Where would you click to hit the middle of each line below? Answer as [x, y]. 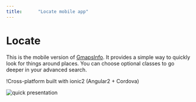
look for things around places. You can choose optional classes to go [90, 63]
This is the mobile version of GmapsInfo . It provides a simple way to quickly [98, 57]
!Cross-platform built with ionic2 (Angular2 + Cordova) [73, 81]
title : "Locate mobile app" [47, 11]
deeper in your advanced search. [46, 70]
